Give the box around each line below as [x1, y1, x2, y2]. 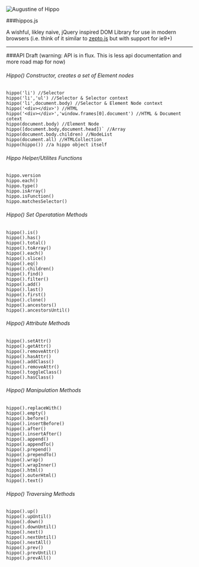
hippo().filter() [6, 276, 49, 282]
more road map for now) [6, 58, 66, 65]
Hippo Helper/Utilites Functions [6, 154, 83, 161]
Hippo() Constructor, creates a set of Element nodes [6, 72, 134, 79]
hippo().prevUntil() [6, 550, 57, 556]
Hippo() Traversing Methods [6, 490, 75, 497]
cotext [6, 116, 23, 122]
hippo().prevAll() [6, 555, 52, 561]
